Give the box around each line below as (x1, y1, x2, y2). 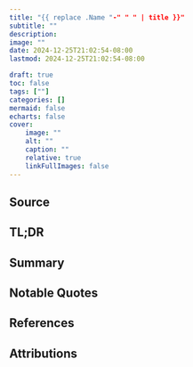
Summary (9, 255, 65, 270)
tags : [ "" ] (9, 86, 50, 96)
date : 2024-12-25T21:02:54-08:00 (9, 46, 133, 55)
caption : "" (25, 145, 69, 154)
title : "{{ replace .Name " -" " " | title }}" (9, 12, 185, 22)
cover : (9, 120, 34, 129)
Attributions (9, 346, 78, 361)
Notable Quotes (9, 286, 99, 301)
